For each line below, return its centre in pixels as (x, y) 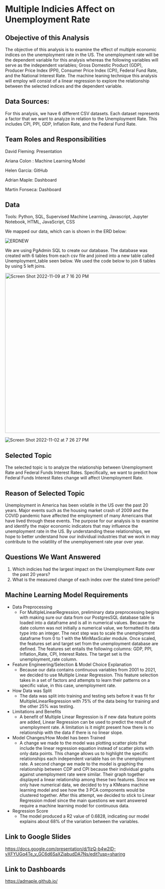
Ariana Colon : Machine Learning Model (45, 160)
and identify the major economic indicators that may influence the (72, 526)
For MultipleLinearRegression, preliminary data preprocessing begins (89, 612)
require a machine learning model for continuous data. (74, 805)
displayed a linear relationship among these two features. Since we (87, 779)
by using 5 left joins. (25, 266)
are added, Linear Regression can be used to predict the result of (85, 722)
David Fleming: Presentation (34, 151)
